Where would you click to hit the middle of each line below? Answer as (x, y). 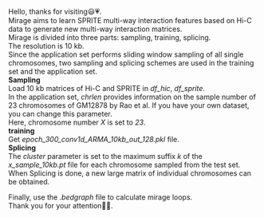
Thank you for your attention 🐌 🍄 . (61, 206)
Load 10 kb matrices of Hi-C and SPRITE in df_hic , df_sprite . (107, 88)
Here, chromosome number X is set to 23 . (77, 122)
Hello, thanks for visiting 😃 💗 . (55, 12)
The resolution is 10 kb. (47, 46)
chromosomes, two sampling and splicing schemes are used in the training (131, 63)
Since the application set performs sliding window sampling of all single (126, 54)
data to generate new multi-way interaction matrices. (95, 29)
